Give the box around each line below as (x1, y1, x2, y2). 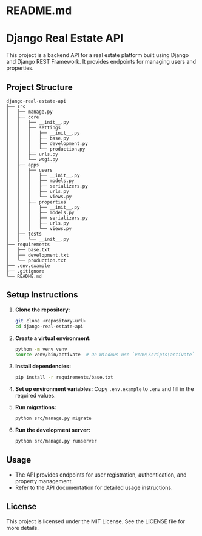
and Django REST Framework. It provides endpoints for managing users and (6, 58, 196, 66)
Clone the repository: (15, 306, 70, 313)
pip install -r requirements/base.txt (15, 375, 113, 381)
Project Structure (6, 82, 73, 92)
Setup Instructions (6, 290, 78, 300)
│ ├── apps (6, 161, 39, 168)
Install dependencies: (15, 362, 72, 370)
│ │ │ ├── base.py (6, 135, 69, 141)
